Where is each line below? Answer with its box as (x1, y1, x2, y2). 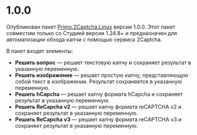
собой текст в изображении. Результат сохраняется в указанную (14, 78, 183, 85)
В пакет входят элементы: (6, 47, 73, 54)
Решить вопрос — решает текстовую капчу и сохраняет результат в (14, 59, 192, 66)
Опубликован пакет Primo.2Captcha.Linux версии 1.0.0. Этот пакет (6, 23, 175, 30)
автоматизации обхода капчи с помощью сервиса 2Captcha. (6, 36, 163, 43)
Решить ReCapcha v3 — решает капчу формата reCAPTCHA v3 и (14, 115, 182, 123)
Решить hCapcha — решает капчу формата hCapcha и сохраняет (14, 90, 183, 98)
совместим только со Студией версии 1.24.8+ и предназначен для (6, 29, 177, 36)
